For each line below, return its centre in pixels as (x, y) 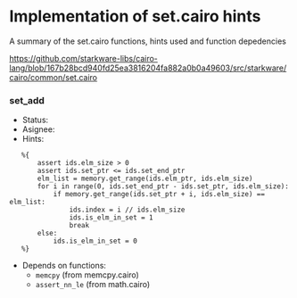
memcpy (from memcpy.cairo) (87, 275)
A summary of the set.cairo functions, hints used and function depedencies (148, 41)
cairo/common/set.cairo (54, 77)
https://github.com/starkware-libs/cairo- (84, 58)
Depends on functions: (64, 266)
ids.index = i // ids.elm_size (127, 210)
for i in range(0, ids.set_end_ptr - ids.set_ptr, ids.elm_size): (163, 186)
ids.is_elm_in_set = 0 (95, 241)
